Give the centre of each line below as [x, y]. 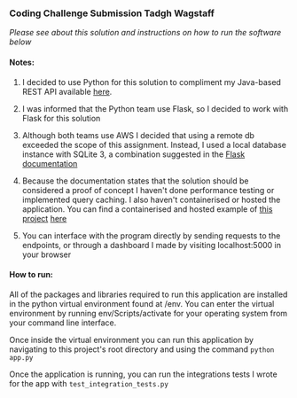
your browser [47, 254]
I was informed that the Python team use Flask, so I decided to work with [155, 108]
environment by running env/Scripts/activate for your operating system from [148, 313]
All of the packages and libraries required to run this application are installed [148, 294]
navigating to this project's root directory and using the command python [142, 349]
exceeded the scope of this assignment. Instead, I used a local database [154, 144]
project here [44, 218]
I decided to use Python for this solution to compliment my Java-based [152, 82]
